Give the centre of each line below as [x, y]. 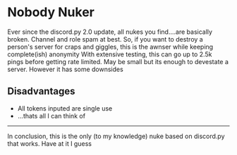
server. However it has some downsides [65, 69]
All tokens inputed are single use [65, 108]
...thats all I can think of [51, 116]
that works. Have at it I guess [49, 143]
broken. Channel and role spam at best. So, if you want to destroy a [105, 39]
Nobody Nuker [51, 12]
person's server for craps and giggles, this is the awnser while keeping [110, 46]
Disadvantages [41, 91]
